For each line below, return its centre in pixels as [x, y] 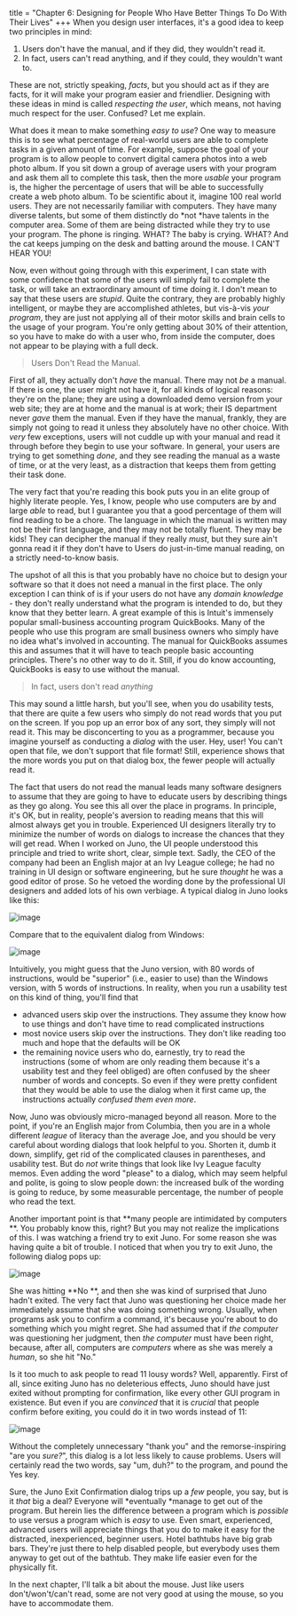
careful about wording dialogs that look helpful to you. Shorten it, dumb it [143, 1145]
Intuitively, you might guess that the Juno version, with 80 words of [132, 969]
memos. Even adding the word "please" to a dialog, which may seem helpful [148, 1173]
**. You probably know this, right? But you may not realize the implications [144, 1228]
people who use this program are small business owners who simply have [144, 631]
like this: [24, 900]
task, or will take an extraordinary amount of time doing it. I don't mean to [143, 289]
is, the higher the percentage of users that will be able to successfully [137, 187]
